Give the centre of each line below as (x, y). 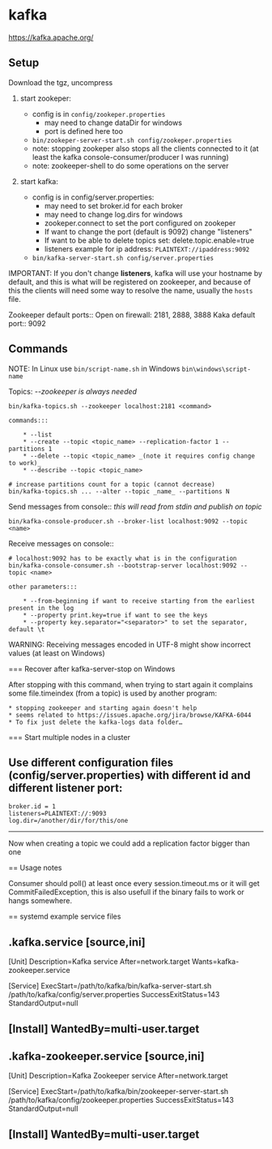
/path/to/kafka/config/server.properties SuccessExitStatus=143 (114, 995)
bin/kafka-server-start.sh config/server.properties (123, 258)
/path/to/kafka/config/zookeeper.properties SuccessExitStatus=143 (121, 1100)
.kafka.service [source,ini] (77, 942)
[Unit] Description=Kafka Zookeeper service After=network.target (118, 1076)
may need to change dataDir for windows (113, 123)
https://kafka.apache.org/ (51, 37)
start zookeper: (45, 98)
